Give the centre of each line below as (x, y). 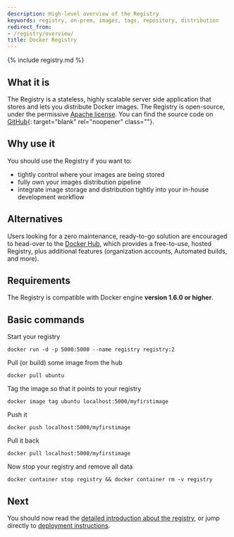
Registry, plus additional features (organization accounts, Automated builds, (117, 251)
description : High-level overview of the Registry (83, 14)
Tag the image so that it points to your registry (74, 389)
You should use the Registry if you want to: (69, 161)
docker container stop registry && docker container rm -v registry (110, 480)
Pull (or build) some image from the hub (65, 363)
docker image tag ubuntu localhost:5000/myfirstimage (88, 402)
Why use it (31, 144)
